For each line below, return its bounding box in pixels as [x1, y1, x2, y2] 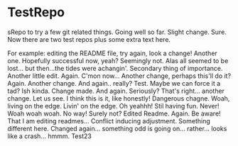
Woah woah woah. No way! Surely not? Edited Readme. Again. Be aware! [7, 109, 222, 118]
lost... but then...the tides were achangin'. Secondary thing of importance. [7, 64, 223, 72]
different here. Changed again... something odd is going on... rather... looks [7, 124, 227, 133]
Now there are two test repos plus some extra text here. [7, 35, 171, 43]
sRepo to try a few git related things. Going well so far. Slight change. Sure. [7, 28, 227, 36]
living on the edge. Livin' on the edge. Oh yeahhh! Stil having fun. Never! [7, 101, 220, 110]
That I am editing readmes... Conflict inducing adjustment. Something [7, 116, 211, 125]
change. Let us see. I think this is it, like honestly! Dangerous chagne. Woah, [7, 94, 230, 103]
